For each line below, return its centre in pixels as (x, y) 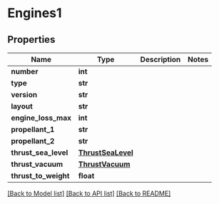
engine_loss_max (41, 118)
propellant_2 (33, 141)
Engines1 (35, 13)
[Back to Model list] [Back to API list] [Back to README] (89, 193)
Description (161, 60)
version (24, 95)
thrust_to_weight (40, 176)
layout (22, 106)
